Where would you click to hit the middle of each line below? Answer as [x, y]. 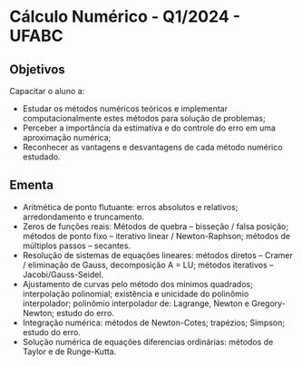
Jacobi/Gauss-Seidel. [63, 274]
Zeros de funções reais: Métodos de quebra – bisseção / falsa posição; [155, 226]
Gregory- [268, 303]
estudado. [41, 157]
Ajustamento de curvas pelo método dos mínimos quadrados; [138, 284]
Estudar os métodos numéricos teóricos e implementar [125, 109]
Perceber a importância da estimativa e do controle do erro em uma [149, 128]
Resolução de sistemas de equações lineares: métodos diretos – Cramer [157, 255]
